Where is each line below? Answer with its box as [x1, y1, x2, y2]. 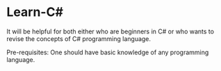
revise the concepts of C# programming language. [6, 34, 151, 42]
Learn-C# [6, 4, 64, 20]
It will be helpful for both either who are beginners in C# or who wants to [6, 27, 215, 35]
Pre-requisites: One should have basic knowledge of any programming [6, 48, 209, 56]
